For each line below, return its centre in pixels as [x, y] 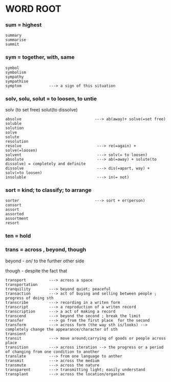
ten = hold [18, 236]
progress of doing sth [29, 298]
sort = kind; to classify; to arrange [49, 190]
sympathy [15, 77]
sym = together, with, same [40, 57]
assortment [17, 219]
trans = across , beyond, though [46, 250]
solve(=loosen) [22, 151]
